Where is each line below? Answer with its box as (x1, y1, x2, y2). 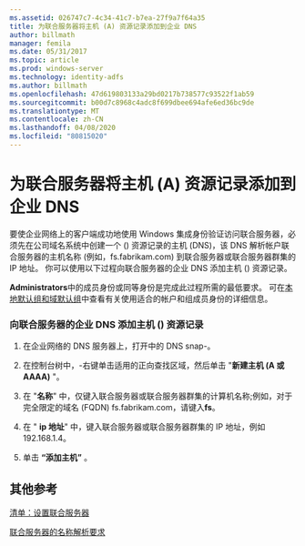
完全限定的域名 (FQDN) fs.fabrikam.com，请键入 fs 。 (22, 402, 220, 413)
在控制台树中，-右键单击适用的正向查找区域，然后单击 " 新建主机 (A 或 (22, 360, 285, 371)
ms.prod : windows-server (9, 65, 104, 74)
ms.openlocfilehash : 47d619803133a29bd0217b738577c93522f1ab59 (9, 89, 255, 98)
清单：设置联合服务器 (9, 507, 89, 518)
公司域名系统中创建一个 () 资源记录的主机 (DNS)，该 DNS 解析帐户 (33, 239, 282, 250)
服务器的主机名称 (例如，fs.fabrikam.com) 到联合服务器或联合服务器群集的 (16, 251, 297, 262)
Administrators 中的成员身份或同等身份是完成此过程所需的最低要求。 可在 (9, 281, 285, 292)
